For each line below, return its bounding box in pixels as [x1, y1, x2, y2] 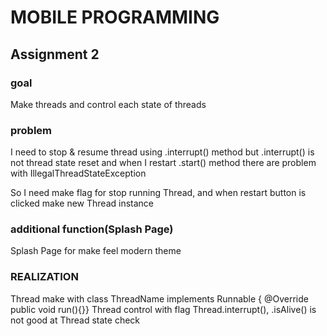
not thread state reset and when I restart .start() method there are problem [10, 157, 317, 169]
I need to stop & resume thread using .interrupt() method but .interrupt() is [10, 146, 315, 158]
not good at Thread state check [10, 314, 141, 326]
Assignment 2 [10, 46, 100, 63]
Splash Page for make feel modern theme [10, 245, 182, 257]
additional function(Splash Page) [10, 222, 174, 236]
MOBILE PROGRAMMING [10, 6, 220, 29]
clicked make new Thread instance [10, 197, 155, 210]
